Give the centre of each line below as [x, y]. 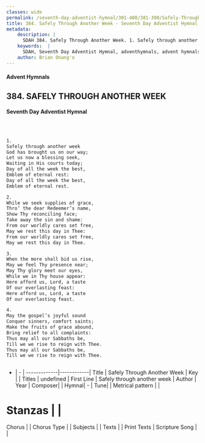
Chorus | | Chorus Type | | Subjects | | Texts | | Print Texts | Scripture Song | [102, 427]
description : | [37, 35]
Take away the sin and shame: [45, 220]
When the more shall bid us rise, [50, 259]
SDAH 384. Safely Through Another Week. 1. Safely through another [110, 40]
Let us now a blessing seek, [43, 158]
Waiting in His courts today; [45, 163]
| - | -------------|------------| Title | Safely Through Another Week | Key [106, 373]
